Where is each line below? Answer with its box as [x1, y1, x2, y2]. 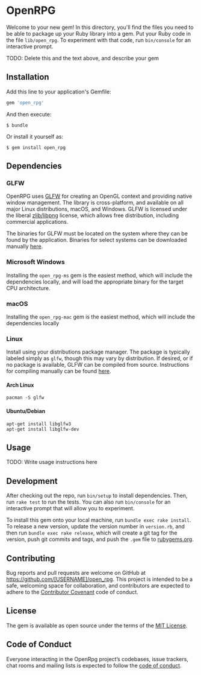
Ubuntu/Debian [6, 408, 46, 414]
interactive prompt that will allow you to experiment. [6, 505, 135, 512]
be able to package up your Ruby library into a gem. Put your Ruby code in [6, 30, 191, 37]
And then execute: [6, 110, 52, 118]
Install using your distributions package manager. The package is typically [6, 348, 191, 356]
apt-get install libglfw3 [6, 420, 71, 427]
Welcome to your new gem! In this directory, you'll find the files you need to [6, 24, 194, 31]
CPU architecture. [6, 284, 51, 291]
